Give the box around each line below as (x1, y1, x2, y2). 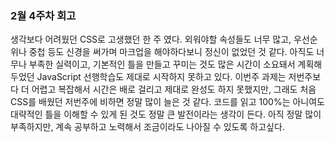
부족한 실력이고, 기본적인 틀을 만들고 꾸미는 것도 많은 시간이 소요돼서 (28, 58, 296, 71)
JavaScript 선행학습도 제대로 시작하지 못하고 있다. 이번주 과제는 (36, 71, 287, 83)
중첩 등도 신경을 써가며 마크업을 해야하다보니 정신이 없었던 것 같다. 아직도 (28, 46, 315, 58)
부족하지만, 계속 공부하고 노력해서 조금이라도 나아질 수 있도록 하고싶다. (10, 121, 285, 133)
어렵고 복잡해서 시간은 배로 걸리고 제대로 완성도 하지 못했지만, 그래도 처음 (31, 83, 317, 96)
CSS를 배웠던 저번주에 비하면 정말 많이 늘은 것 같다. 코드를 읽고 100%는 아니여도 (10, 96, 325, 108)
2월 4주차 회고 (10, 8, 77, 22)
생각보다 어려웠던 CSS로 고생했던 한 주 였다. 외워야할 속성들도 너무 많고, (10, 33, 292, 46)
